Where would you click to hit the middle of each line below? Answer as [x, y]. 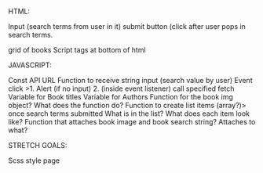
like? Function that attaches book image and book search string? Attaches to [132, 122]
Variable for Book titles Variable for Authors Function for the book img [121, 97]
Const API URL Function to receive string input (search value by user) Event [130, 80]
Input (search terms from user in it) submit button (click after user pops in [127, 26]
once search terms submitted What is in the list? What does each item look [129, 114]
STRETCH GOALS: [38, 145]
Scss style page [34, 160]
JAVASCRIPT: [30, 65]
